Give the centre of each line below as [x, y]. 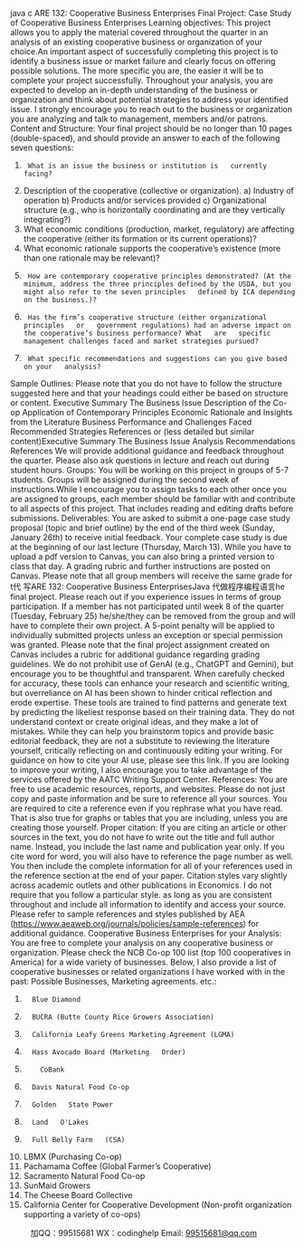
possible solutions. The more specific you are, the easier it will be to [137, 71]
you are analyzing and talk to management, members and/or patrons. [139, 119]
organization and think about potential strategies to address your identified [149, 100]
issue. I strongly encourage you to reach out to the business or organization [152, 109]
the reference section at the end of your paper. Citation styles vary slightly [149, 876]
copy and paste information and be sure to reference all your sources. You [149, 799]
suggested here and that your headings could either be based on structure [149, 393]
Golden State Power [73, 1105]
